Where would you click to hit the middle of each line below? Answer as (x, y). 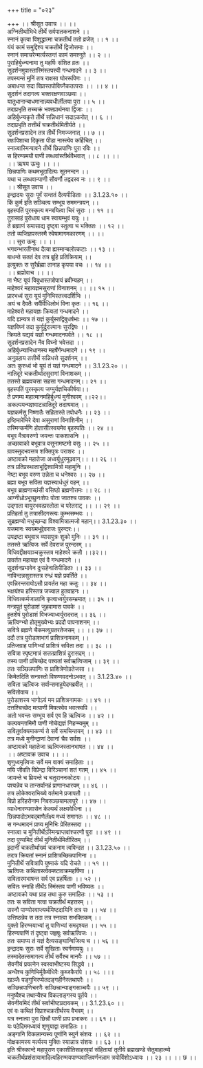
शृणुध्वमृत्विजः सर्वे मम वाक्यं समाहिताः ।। (51, 762)
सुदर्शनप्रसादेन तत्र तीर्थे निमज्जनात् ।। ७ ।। (56, 133)
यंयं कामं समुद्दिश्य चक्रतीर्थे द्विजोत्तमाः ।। (50, 47)
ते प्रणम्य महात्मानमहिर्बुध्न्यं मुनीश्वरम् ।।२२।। (57, 397)
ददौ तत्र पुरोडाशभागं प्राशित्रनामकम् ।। (48, 638)
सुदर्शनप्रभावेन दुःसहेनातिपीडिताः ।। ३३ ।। (54, 568)
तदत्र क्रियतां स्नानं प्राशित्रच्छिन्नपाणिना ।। (52, 855)
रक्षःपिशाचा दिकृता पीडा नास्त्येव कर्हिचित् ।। (55, 140)
